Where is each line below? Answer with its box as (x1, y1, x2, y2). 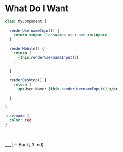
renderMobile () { (9, 46, 45, 51)
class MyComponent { (5, 19, 47, 24)
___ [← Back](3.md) (5, 142, 44, 148)
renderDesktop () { (9, 78, 47, 83)
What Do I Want (5, 3, 69, 14)
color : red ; (9, 118, 34, 123)
